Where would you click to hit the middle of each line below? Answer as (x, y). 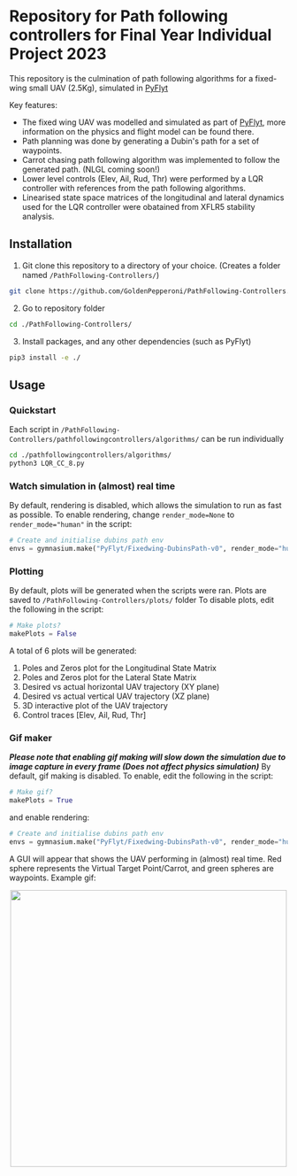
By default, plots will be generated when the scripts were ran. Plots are (138, 591)
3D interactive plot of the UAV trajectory (95, 705)
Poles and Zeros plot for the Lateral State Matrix (109, 677)
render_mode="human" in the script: (71, 524)
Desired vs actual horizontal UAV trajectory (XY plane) (121, 686)
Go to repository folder (63, 308)
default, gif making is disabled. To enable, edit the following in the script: (141, 776)
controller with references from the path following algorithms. (133, 188)
